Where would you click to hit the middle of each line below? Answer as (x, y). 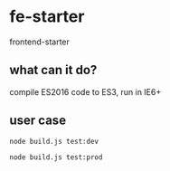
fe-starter (47, 17)
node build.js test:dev (54, 141)
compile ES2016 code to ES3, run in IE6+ (85, 91)
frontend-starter (40, 42)
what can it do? (53, 70)
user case (38, 121)
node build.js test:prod (56, 157)
